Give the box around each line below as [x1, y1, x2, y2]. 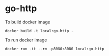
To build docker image [5, 19, 51, 25]
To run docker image [5, 37, 48, 43]
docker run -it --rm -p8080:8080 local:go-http [5, 46, 105, 51]
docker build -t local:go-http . [5, 28, 74, 33]
